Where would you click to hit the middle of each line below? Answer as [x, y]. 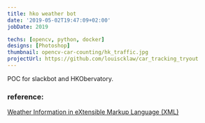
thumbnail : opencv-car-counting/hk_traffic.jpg [78, 52]
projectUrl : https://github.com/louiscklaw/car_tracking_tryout [103, 59]
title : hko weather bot [42, 14]
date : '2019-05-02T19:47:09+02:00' [59, 20]
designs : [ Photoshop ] [39, 46]
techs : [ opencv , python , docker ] [56, 39]
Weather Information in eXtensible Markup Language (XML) [93, 112]
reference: [26, 96]
